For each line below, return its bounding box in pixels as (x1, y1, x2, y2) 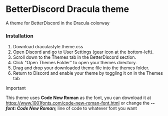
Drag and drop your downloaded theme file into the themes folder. (12, 65, 149, 71)
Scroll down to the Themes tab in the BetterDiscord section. (12, 54, 136, 60)
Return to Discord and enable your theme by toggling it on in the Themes (12, 70, 163, 76)
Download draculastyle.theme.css (12, 44, 83, 50)
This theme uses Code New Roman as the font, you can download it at (5, 95, 151, 101)
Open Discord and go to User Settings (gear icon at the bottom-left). (12, 49, 154, 55)
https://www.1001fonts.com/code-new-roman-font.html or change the (5, 100, 149, 106)
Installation (5, 32, 34, 39)
